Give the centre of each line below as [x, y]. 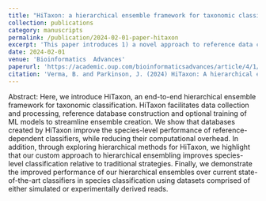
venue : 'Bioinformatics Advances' [67, 60]
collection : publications [51, 23]
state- [248, 172]
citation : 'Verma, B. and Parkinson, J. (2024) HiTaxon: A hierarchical [131, 74]
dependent [26, 138]
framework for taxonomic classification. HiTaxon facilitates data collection [129, 105]
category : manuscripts [46, 30]
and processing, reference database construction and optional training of [127, 113]
